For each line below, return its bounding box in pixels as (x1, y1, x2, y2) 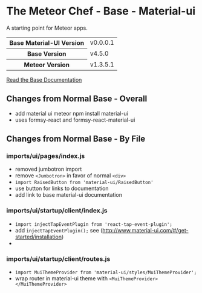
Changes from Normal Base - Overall (6, 94, 148, 104)
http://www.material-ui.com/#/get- (102, 226, 189, 234)
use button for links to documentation (15, 185, 109, 192)
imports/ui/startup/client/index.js (6, 206, 108, 215)
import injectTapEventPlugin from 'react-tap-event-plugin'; (15, 221, 173, 228)
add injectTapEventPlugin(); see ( (15, 226, 103, 234)
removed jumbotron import (15, 165, 82, 173)
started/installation (15, 233, 62, 240)
